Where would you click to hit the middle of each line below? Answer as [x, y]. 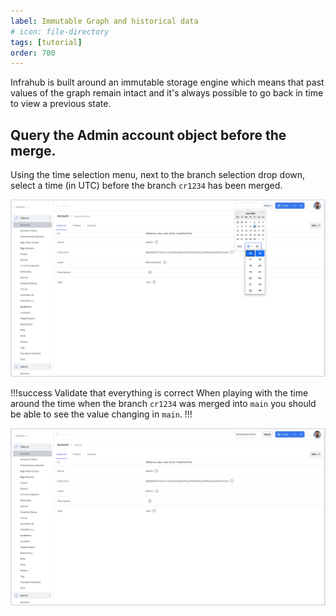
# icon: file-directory [60, 31]
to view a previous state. [61, 104]
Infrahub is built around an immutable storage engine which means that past [167, 82]
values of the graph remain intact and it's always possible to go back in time [167, 93]
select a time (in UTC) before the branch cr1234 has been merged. [146, 186]
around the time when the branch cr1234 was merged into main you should [163, 404]
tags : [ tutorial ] [46, 42]
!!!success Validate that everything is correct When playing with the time [159, 393]
